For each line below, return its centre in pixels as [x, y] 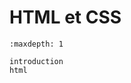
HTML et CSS [65, 17]
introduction [36, 61]
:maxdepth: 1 [36, 44]
